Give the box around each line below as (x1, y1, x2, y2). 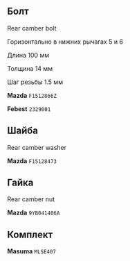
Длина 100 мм (7, 51, 50, 59)
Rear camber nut (7, 195, 55, 203)
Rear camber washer (7, 143, 67, 151)
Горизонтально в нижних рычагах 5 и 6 (7, 37, 123, 46)
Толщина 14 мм (7, 64, 53, 72)
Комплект (7, 228, 53, 240)
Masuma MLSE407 (7, 247, 57, 255)
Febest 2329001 (7, 104, 51, 113)
